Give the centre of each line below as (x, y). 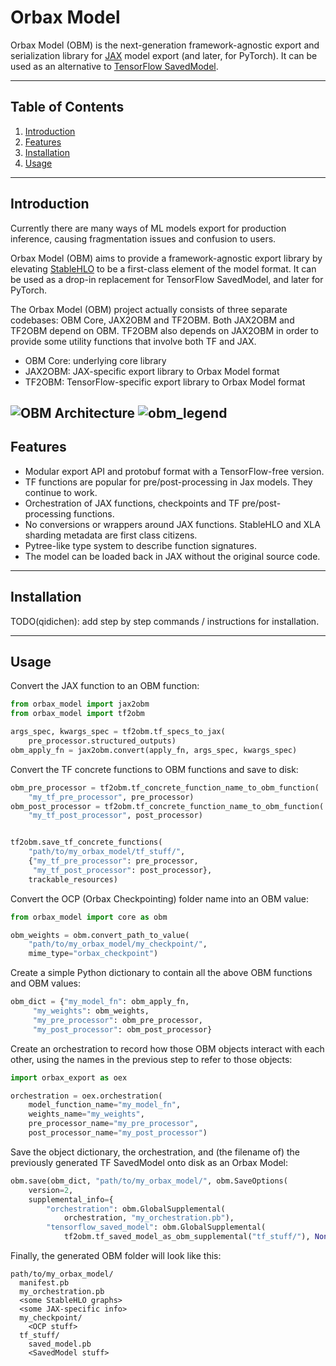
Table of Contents (67, 107)
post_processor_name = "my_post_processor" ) (118, 1133)
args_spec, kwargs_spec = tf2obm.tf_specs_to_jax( (118, 732)
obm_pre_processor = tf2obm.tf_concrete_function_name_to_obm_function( (165, 787)
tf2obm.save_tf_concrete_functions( (86, 842)
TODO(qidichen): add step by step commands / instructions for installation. (165, 621)
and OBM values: (46, 983)
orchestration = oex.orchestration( (86, 1096)
